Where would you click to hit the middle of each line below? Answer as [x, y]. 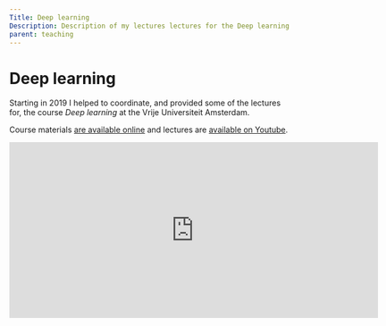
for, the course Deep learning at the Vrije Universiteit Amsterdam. [130, 113]
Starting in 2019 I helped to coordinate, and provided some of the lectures [145, 103]
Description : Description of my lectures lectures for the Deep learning [150, 26]
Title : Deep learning [50, 17]
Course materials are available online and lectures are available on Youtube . [149, 130]
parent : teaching [42, 34]
